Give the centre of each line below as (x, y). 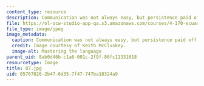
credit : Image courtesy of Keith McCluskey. (69, 46)
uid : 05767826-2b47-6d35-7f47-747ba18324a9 (62, 74)
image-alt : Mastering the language (57, 51)
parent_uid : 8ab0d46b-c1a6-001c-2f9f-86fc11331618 (72, 57)
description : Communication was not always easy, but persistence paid (99, 18)
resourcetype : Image (32, 62)
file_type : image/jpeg (35, 29)
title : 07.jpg (24, 68)
